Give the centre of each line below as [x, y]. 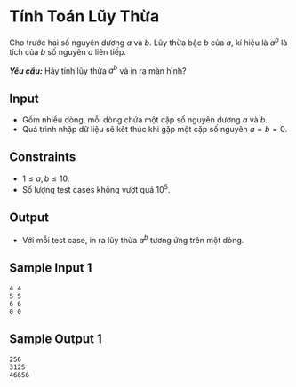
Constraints [43, 157]
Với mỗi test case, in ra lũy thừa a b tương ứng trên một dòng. [133, 239]
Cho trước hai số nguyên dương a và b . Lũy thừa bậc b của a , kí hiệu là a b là [148, 42]
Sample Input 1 [51, 268]
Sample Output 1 [56, 339]
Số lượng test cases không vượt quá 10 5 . [96, 188]
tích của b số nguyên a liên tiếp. [68, 51]
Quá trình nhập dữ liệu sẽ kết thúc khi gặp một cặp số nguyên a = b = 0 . [155, 130]
